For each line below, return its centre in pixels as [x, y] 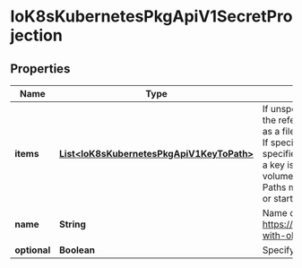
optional [33, 250]
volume [278, 176]
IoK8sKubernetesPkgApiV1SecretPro [151, 17]
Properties [40, 69]
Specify [278, 250]
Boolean [77, 250]
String [72, 224]
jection [37, 35]
